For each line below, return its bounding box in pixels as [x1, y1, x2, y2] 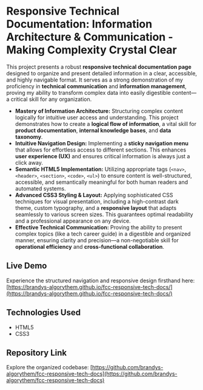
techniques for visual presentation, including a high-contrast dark [15, 198, 179, 205]
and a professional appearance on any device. [15, 217, 131, 225]
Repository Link [6, 347, 67, 358]
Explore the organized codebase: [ [6, 364, 93, 371]
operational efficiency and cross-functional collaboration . [15, 243, 165, 250]
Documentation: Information [6, 17, 153, 31]
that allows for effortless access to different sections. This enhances [15, 146, 187, 153]
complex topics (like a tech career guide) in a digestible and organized [15, 230, 191, 237]
